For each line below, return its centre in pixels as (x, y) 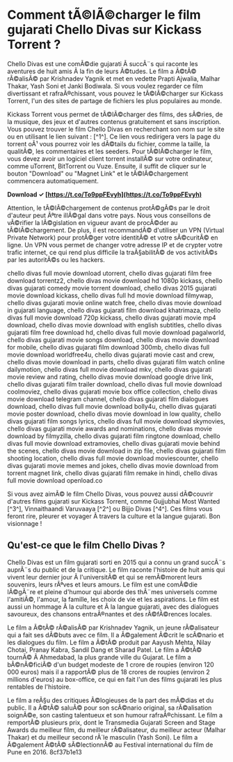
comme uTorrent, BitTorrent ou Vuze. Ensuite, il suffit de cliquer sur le (107, 166)
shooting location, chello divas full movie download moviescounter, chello (113, 458)
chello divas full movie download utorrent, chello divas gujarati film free (110, 273)
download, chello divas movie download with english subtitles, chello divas (115, 325)
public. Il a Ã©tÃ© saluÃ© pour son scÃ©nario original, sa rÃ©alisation (110, 708)
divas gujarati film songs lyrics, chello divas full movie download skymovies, (116, 421)
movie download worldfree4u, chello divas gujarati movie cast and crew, (111, 355)
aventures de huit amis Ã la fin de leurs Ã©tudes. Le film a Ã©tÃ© (102, 71)
